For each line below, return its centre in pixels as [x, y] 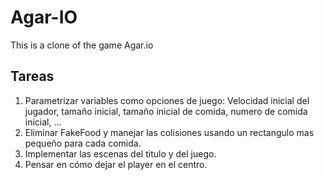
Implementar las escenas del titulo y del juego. [120, 153]
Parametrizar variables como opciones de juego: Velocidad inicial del [167, 100]
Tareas [32, 76]
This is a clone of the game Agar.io [82, 45]
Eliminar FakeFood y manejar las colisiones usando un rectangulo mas [169, 132]
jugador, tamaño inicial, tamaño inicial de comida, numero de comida [166, 111]
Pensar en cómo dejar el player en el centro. [116, 164]
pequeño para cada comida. [83, 143]
